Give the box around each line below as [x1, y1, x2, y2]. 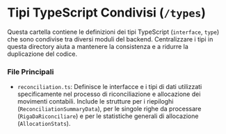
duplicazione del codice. [7, 50, 78, 58]
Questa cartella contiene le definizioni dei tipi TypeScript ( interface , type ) [7, 28, 220, 36]
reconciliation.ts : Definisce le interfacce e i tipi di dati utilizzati [17, 83, 202, 91]
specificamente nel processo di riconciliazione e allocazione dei [17, 90, 201, 98]
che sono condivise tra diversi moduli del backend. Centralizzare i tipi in [7, 35, 213, 43]
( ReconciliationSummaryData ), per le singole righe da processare [17, 105, 202, 113]
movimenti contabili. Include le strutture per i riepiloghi [17, 97, 174, 106]
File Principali [7, 67, 54, 77]
